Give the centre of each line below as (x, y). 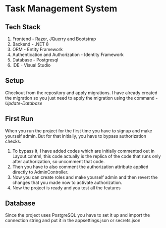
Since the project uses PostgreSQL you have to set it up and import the (78, 215)
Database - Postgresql (35, 60)
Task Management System (61, 9)
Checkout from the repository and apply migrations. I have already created (81, 93)
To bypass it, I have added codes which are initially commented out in (83, 151)
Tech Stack (23, 27)
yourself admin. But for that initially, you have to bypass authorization (76, 136)
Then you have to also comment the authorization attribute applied (80, 167)
